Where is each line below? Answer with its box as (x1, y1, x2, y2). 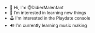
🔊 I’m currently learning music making (9, 22, 87, 28)
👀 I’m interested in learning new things (9, 10, 86, 16)
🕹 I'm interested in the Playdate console (9, 15, 91, 21)
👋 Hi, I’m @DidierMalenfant (9, 5, 64, 10)
